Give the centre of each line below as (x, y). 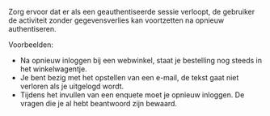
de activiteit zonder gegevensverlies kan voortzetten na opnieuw (116, 20)
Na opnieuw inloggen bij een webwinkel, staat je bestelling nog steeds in (141, 60)
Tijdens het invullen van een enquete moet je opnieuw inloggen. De (132, 95)
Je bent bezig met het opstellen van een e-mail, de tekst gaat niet (129, 77)
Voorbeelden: (31, 45)
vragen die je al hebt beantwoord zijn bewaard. (99, 103)
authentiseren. (32, 29)
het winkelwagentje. (53, 69)
